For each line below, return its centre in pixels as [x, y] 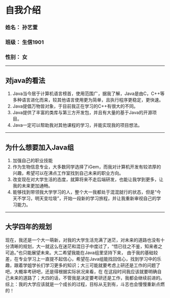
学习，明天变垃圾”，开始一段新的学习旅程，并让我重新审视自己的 [89, 198]
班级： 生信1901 [25, 42]
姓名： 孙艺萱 [22, 27]
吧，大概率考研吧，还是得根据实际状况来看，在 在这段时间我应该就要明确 [81, 271]
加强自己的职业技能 [33, 160]
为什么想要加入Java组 [40, 147]
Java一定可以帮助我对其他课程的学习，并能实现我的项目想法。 [77, 125]
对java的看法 [25, 81]
